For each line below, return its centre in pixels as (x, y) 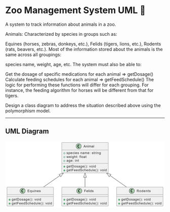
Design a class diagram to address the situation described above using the (83, 105)
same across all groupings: (33, 55)
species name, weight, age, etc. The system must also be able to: (73, 64)
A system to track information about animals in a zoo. (61, 24)
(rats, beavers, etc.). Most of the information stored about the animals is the (84, 49)
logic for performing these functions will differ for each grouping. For (77, 85)
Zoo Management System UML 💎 (75, 10)
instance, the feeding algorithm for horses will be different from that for (79, 90)
